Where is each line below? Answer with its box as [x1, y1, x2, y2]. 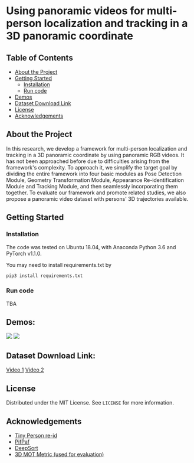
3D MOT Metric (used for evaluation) [14, 451, 104, 458]
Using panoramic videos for [6, 4, 145, 18]
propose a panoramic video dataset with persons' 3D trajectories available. [6, 195, 189, 202]
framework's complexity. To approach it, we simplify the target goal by [6, 164, 178, 171]
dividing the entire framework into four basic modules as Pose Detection [6, 170, 182, 177]
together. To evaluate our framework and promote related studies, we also [6, 189, 186, 196]
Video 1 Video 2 [6, 366, 44, 373]
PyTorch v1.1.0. [6, 250, 42, 257]
